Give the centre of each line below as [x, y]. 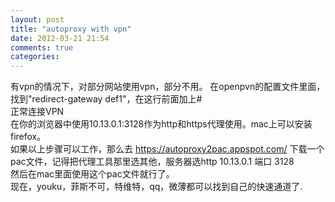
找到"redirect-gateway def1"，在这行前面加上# [106, 99]
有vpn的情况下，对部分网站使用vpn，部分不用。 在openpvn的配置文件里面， [168, 87]
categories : [35, 57]
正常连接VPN [37, 112]
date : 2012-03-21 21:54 [60, 38]
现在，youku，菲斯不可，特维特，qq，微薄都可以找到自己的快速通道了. [156, 187]
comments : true [42, 47]
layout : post [37, 19]
